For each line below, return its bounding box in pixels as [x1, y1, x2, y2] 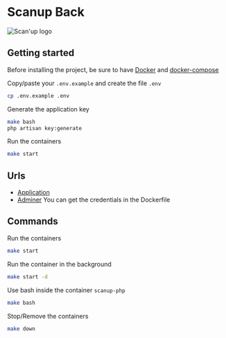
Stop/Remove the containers [7, 312, 89, 320]
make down [7, 325, 36, 332]
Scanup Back [7, 4, 85, 20]
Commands [7, 215, 59, 227]
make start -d [7, 273, 49, 281]
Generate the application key [7, 105, 90, 113]
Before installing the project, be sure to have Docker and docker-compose [7, 65, 219, 73]
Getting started [7, 47, 75, 59]
